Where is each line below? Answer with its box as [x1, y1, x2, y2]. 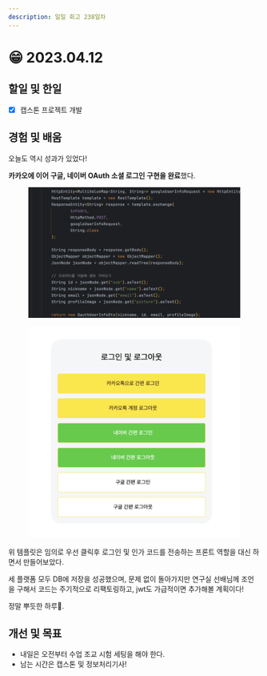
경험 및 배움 [8, 131, 62, 144]
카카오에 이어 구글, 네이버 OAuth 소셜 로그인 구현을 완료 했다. [8, 171, 196, 180]
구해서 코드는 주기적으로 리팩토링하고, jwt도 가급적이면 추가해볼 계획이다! [16, 584, 245, 594]
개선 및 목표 [8, 626, 62, 640]
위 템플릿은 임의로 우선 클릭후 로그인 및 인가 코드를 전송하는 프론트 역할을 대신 [8, 547, 252, 557]
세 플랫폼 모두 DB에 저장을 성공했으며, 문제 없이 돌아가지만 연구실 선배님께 [8, 573, 240, 584]
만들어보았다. [22, 557, 65, 566]
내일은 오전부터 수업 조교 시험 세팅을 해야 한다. [19, 650, 165, 659]
